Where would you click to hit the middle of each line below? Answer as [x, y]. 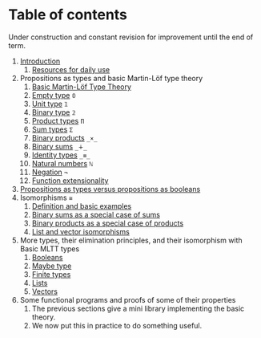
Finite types [51, 274]
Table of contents [68, 15]
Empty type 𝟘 [54, 95]
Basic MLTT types [50, 248]
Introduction [40, 61]
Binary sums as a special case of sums [96, 214]
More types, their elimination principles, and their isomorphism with [131, 240]
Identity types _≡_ [61, 155]
